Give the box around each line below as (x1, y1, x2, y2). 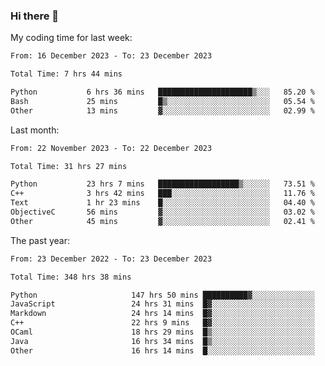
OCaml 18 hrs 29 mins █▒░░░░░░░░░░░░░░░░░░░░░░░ (10, 327, 315, 338)
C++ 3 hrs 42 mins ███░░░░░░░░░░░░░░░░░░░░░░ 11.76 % (10, 189, 315, 199)
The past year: (10, 234, 70, 246)
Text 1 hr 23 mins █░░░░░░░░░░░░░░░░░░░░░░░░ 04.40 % (10, 198, 315, 208)
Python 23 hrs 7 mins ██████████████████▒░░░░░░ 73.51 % (10, 179, 315, 189)
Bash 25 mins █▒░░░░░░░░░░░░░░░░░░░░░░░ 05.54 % (10, 96, 315, 106)
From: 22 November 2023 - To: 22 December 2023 (10, 143, 213, 153)
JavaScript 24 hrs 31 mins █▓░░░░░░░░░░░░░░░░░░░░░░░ (10, 299, 315, 309)
